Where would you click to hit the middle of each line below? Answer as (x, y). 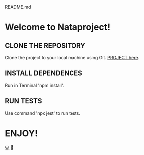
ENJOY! (22, 133)
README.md (18, 7)
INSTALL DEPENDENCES (44, 74)
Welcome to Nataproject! (58, 27)
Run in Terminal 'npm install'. (35, 85)
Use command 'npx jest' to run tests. (43, 113)
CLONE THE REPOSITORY (45, 46)
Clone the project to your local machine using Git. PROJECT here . (72, 58)
